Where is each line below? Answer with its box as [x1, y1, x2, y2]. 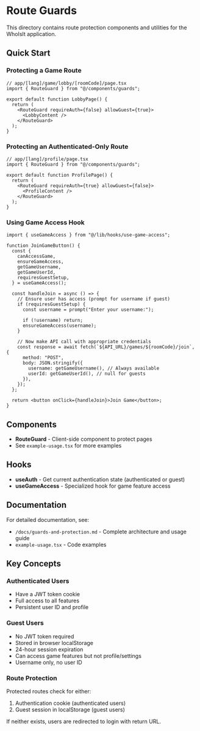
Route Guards [6, 4, 77, 18]
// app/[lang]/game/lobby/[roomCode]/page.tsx [6, 80, 127, 86]
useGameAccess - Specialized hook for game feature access [15, 482, 171, 490]
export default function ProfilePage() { [6, 172, 113, 178]
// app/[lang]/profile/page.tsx [6, 156, 88, 162]
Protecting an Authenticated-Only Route [6, 142, 129, 151]
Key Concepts [6, 558, 61, 569]
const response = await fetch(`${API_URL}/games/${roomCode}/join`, [17, 344, 195, 351]
